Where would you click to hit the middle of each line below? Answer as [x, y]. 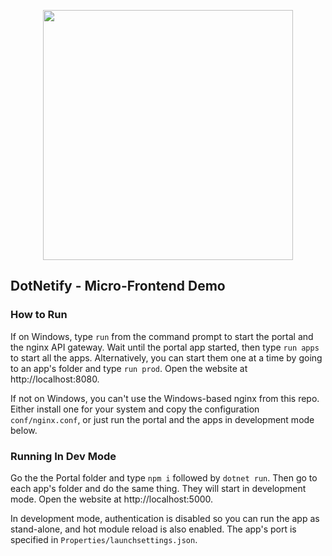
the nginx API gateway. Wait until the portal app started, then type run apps [165, 347]
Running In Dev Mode [63, 456]
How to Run [39, 315]
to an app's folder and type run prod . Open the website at [129, 368]
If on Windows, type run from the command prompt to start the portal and [162, 336]
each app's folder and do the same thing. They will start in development [158, 488]
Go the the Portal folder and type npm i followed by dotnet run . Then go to [164, 477]
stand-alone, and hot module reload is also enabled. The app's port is [153, 529]
